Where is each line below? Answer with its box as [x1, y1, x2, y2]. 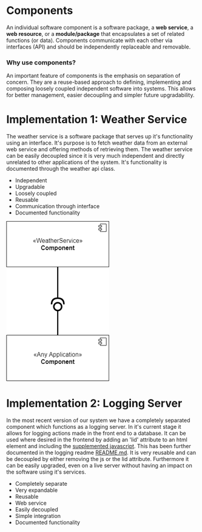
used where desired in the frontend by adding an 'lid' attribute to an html [6, 436, 188, 443]
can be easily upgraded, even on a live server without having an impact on [6, 462, 193, 469]
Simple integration [15, 513, 61, 520]
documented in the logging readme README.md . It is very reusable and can [6, 449, 196, 456]
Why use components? [6, 58, 76, 67]
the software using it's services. [6, 468, 86, 476]
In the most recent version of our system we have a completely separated [6, 417, 190, 424]
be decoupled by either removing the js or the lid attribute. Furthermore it [6, 455, 189, 463]
